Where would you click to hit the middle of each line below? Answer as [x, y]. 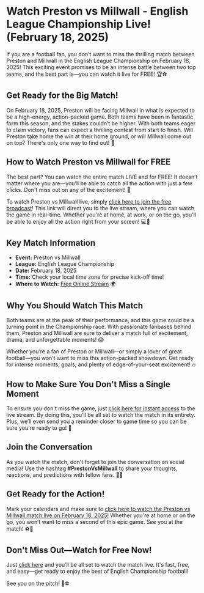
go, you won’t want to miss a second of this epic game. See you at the [95, 521]
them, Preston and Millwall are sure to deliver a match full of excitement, [97, 333]
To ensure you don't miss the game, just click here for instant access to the [101, 408]
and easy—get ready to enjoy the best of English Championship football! [97, 571]
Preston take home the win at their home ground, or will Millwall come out [99, 136]
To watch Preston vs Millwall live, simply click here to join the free [89, 201]
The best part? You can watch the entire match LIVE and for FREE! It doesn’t [102, 177]
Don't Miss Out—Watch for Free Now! [79, 551]
